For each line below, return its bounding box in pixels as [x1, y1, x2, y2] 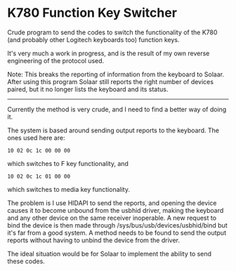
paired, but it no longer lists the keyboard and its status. [7, 85, 169, 93]
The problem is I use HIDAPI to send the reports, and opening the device [7, 198, 217, 207]
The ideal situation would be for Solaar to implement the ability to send [7, 249, 212, 258]
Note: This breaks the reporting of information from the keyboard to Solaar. [7, 70, 225, 78]
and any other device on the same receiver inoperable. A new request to [7, 214, 216, 222]
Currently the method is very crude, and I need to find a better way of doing [7, 105, 227, 113]
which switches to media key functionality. [7, 185, 130, 193]
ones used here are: [7, 133, 65, 141]
